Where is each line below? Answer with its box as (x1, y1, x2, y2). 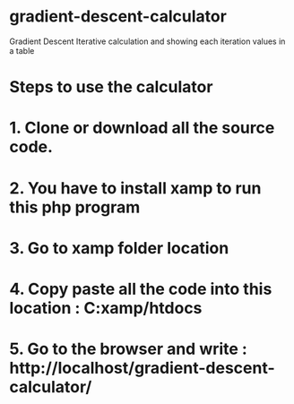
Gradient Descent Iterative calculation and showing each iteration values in (9, 36, 286, 47)
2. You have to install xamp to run (9, 177, 262, 198)
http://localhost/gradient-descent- (9, 358, 275, 378)
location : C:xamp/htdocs (9, 297, 203, 318)
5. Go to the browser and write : (9, 339, 248, 359)
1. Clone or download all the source (9, 118, 275, 138)
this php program (9, 197, 141, 217)
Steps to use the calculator (9, 77, 213, 98)
